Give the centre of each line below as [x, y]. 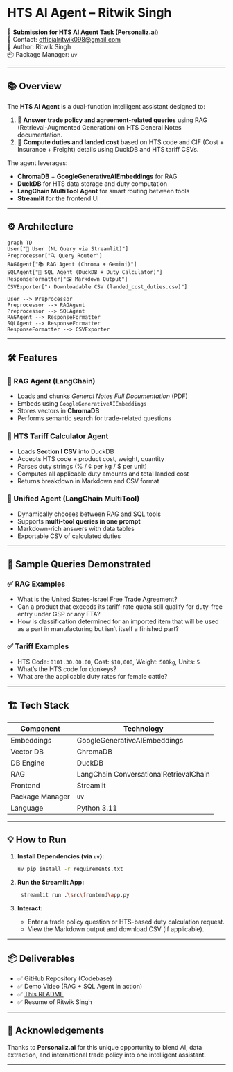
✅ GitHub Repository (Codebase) [64, 978]
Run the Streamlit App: [51, 883]
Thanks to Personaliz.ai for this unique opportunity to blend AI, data [105, 1047]
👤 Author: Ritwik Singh [39, 46]
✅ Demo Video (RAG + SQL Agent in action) [80, 987]
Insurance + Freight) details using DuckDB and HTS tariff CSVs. [108, 149]
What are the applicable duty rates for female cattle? [92, 676]
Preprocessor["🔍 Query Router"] [55, 256]
